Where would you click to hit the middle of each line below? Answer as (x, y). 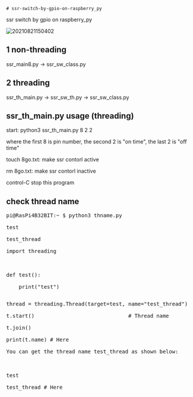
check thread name (43, 201)
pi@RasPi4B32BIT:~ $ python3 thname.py (64, 215)
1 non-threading (36, 50)
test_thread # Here (34, 387)
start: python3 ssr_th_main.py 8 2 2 (50, 130)
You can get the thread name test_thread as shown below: (92, 352)
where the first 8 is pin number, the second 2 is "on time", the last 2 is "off (96, 142)
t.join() (19, 328)
